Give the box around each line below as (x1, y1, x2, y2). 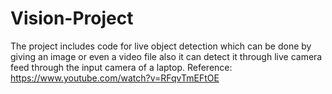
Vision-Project (10, 7, 134, 30)
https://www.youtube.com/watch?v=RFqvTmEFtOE (10, 72, 220, 84)
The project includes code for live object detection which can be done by (10, 40, 312, 52)
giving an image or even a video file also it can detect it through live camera (10, 50, 323, 62)
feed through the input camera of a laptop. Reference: (10, 61, 233, 73)
